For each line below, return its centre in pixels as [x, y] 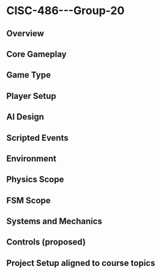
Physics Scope [35, 180]
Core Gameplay [36, 54]
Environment [32, 158]
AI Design [25, 117]
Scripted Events [37, 138]
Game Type [28, 75]
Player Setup [31, 96]
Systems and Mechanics [54, 221]
